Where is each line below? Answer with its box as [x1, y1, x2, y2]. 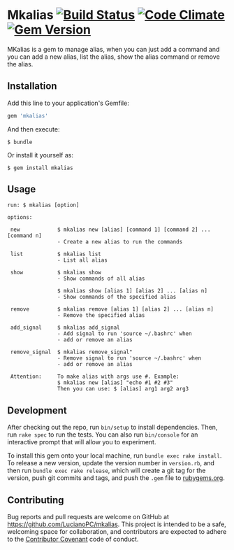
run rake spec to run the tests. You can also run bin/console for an [7, 430, 198, 439]
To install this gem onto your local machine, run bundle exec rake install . [7, 451, 222, 460]
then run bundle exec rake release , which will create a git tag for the [7, 466, 206, 475]
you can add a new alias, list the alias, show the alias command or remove [7, 52, 220, 61]
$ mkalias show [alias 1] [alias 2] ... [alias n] [57, 288, 208, 295]
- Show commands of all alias [57, 275, 145, 283]
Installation [7, 80, 57, 92]
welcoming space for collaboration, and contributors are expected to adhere [7, 528, 227, 536]
